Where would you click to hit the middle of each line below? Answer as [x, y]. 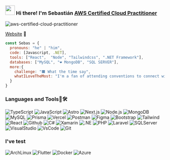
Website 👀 [16, 34]
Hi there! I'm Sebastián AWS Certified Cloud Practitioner [87, 13]
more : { [17, 67]
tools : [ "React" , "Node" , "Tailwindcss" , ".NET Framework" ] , [77, 57]
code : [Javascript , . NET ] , [38, 53]
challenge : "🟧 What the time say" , [53, 72]
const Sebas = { [22, 43]
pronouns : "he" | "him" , [36, 48]
